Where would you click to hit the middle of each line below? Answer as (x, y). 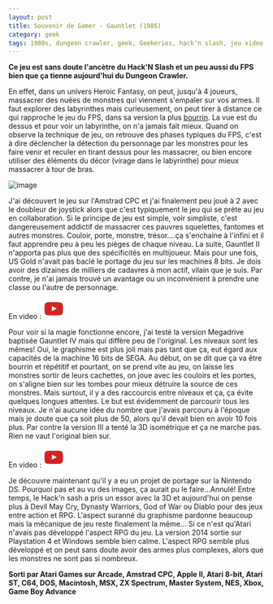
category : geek (34, 34)
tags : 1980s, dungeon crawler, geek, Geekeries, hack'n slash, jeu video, (138, 43)
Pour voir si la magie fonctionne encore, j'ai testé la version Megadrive (126, 332)
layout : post (30, 17)
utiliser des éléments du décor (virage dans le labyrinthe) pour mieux (124, 161)
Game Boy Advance (43, 592)
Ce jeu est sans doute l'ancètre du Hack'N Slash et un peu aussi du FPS (131, 67)
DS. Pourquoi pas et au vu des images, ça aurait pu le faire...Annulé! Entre (132, 489)
